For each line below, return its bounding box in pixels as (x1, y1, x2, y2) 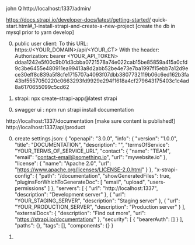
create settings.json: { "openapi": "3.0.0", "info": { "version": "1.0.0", (14, 135, 178, 142)
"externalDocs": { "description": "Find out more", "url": (14, 210, 146, 216)
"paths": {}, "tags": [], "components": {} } (14, 222, 114, 229)
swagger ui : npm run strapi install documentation (14, 106, 134, 113)
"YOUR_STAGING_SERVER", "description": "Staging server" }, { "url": (14, 197, 180, 204)
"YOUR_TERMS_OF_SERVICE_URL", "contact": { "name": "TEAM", (14, 147, 171, 154)
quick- (152, 16, 168, 23)
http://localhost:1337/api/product (6, 124, 86, 130)
